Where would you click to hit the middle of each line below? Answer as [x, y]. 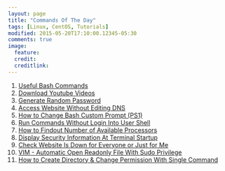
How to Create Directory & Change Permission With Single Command [118, 159]
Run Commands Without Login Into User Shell [84, 122]
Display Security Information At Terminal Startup [88, 137]
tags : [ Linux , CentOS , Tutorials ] [59, 27]
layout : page [27, 14]
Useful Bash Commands [53, 85]
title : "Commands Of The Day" [52, 20]
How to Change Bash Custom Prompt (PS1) [80, 115]
